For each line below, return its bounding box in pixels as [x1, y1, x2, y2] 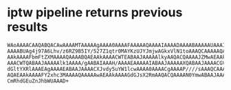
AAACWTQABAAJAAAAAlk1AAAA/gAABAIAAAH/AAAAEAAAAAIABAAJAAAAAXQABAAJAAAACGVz [7, 59, 229, 66]
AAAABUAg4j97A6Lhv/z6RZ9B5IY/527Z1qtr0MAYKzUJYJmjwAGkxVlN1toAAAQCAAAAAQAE [7, 48, 229, 55]
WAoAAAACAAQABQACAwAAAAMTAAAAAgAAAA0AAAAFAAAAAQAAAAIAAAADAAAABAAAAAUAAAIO [7, 42, 229, 48]
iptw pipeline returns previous [7, 5, 183, 20]
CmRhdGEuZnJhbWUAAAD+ [7, 77, 69, 85]
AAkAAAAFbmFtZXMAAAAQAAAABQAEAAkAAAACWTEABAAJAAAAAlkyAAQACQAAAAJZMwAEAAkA [7, 53, 229, 61]
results [7, 19, 48, 35]
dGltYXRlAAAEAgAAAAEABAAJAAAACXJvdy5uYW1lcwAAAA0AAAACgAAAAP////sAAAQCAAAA [7, 65, 229, 72]
